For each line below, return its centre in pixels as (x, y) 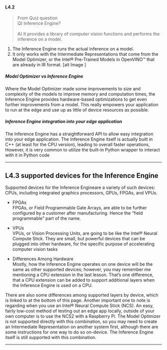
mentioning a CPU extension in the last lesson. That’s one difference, (83, 275)
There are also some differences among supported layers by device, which (82, 295)
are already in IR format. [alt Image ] (49, 65)
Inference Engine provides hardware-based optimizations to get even (76, 99)
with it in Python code (27, 155)
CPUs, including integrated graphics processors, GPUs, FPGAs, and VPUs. (81, 192)
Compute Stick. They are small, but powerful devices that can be (79, 238)
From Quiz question (38, 18)
